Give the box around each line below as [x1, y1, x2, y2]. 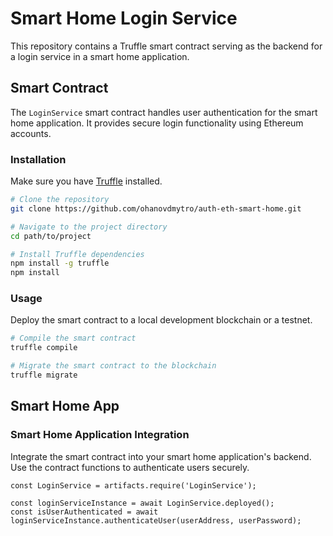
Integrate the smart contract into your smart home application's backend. [10, 450, 312, 462]
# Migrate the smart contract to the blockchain [10, 361, 217, 371]
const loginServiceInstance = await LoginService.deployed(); [10, 498, 275, 508]
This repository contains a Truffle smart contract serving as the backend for [10, 40, 323, 52]
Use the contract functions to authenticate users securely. [10, 461, 250, 473]
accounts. [10, 127, 52, 139]
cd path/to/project [10, 231, 92, 241]
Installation [10, 152, 67, 166]
